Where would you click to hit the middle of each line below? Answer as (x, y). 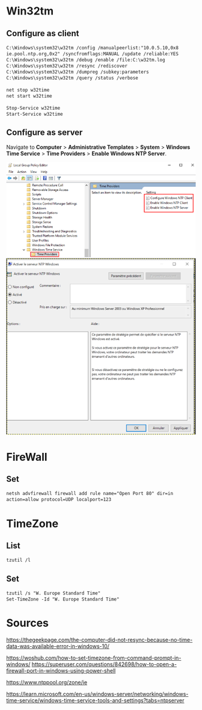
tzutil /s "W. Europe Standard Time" (54, 593)
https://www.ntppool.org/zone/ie (47, 682)
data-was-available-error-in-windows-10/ (58, 646)
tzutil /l (19, 560)
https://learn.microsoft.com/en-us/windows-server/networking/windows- (97, 694)
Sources (28, 623)
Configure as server (44, 133)
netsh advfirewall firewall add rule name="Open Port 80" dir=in (90, 494)
